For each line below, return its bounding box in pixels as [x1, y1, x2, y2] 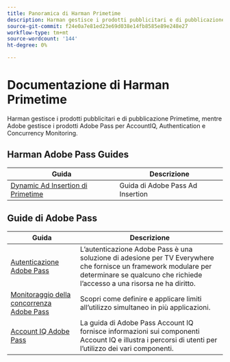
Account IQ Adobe [10, 326, 70, 336]
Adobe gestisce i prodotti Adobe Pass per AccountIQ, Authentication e [7, 121, 206, 130]
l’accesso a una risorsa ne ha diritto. [79, 279, 196, 288]
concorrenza [10, 298, 52, 308]
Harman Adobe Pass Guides [7, 148, 129, 161]
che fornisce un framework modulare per [79, 261, 212, 271]
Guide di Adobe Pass [7, 213, 98, 224]
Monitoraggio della [10, 289, 71, 299]
